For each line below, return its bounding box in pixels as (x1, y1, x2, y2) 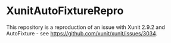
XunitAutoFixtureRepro (6, 4, 124, 18)
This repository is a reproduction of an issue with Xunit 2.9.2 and (6, 24, 166, 31)
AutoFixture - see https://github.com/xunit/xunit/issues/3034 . (6, 29, 158, 37)
